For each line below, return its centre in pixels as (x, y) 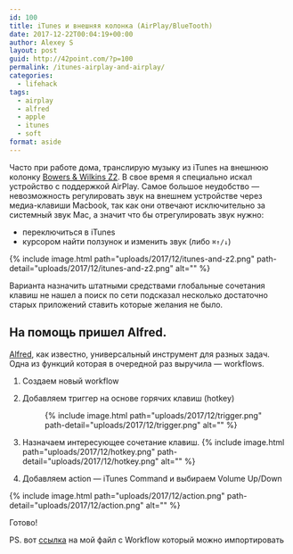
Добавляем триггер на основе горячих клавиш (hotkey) (128, 398)
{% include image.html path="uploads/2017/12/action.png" (117, 495)
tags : (19, 92)
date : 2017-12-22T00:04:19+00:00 (71, 34)
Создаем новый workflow (70, 381)
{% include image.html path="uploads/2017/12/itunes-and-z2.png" (132, 259)
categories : (31, 76)
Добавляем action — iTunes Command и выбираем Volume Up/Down (152, 478)
